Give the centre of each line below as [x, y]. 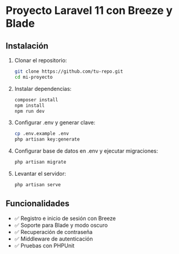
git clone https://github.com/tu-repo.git [69, 72]
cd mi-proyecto [34, 77]
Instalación [27, 46]
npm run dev [29, 111]
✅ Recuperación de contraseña [54, 232]
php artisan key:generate [47, 139]
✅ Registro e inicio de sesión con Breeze [65, 218]
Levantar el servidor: [40, 174]
